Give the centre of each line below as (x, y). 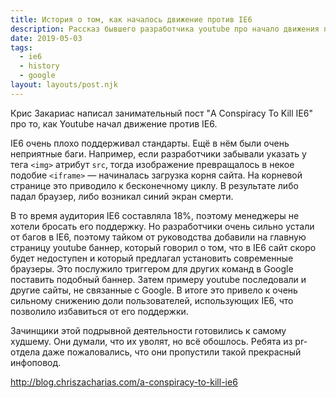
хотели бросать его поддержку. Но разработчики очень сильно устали (162, 226)
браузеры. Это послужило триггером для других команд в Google (152, 268)
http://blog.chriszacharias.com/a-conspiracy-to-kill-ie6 (124, 382)
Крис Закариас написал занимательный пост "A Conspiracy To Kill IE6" (161, 113)
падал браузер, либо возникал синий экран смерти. (122, 196)
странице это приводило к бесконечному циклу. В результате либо (154, 185)
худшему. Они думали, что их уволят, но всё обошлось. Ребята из (151, 341)
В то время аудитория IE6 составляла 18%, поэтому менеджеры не (155, 215)
